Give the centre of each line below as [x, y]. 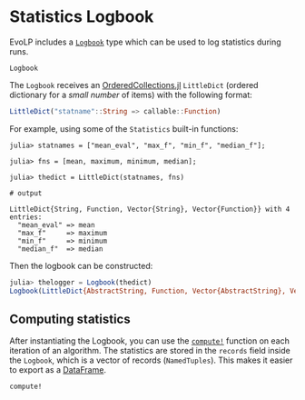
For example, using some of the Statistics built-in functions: [124, 128]
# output [26, 193]
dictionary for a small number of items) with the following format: [131, 95]
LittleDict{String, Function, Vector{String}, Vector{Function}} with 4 [150, 209]
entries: [26, 217]
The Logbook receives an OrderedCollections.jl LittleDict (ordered [134, 85]
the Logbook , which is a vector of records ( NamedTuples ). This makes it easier [151, 360]
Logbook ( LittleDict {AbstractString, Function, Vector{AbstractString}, [148, 291]
